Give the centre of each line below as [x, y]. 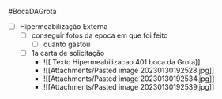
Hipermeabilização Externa [64, 26]
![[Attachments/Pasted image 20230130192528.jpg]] [129, 71]
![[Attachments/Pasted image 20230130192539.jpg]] [129, 87]
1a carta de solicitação [68, 53]
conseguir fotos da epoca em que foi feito [100, 35]
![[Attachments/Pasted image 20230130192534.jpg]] [129, 79]
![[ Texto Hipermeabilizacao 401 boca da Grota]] [122, 62]
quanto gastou [67, 44]
